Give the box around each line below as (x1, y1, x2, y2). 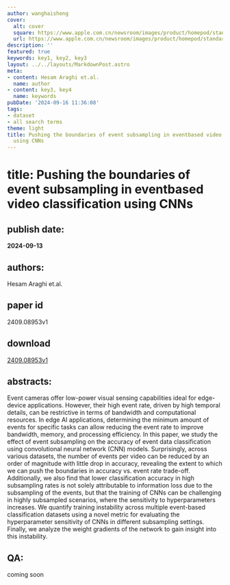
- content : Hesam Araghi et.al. (7, 73, 99, 81)
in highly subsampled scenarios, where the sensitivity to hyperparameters (7, 496, 216, 504)
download (7, 337, 51, 350)
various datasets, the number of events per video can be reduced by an (7, 452, 209, 460)
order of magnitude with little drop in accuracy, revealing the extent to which (7, 459, 222, 468)
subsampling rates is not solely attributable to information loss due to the (7, 481, 213, 490)
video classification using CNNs (7, 196, 194, 212)
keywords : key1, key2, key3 (7, 55, 88, 62)
